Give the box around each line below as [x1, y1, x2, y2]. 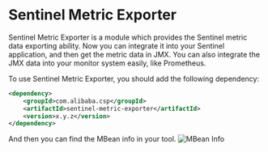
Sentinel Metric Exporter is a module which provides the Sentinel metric [8, 32, 248, 42]
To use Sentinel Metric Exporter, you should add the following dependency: [8, 74, 260, 83]
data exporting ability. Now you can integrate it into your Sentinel [8, 40, 225, 50]
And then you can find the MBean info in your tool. [8, 134, 177, 144]
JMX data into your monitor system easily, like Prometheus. [8, 58, 206, 68]
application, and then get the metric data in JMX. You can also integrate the [8, 49, 261, 59]
